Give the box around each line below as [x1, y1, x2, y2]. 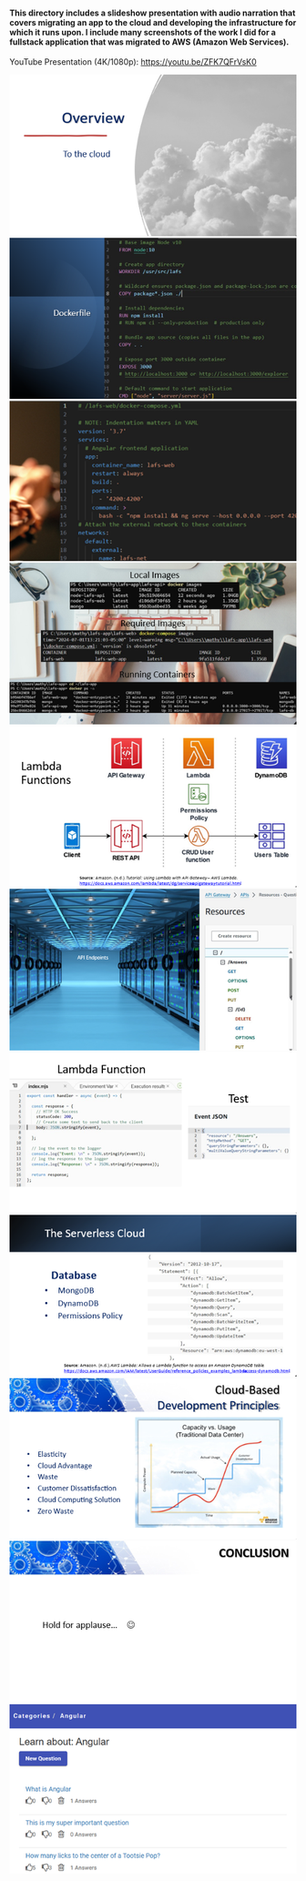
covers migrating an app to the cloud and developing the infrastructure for [9, 16, 297, 27]
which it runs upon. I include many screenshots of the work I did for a [9, 26, 276, 37]
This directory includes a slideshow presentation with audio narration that [9, 7, 296, 18]
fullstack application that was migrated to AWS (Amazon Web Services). [9, 36, 290, 47]
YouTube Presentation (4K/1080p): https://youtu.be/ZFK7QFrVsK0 [9, 56, 257, 67]
